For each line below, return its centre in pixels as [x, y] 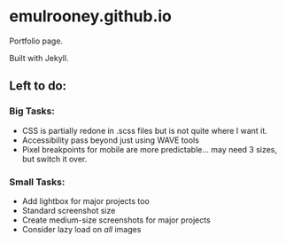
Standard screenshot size [69, 210]
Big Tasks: [32, 111]
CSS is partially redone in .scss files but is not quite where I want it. [144, 130]
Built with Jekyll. [39, 58]
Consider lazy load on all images [81, 229]
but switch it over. [54, 159]
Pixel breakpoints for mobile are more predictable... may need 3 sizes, [149, 149]
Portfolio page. [36, 41]
